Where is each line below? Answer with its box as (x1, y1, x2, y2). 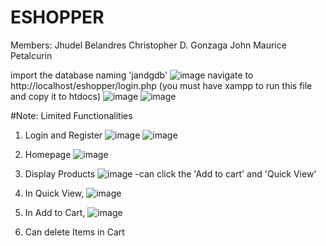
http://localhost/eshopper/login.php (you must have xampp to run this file (10, 79, 313, 91)
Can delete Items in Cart (24, 226, 125, 238)
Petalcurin (10, 49, 53, 61)
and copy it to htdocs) (10, 90, 102, 102)
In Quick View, (24, 187, 85, 199)
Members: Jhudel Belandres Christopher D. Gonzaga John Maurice (10, 39, 287, 51)
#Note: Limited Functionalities (10, 109, 133, 121)
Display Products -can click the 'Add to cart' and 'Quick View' (24, 167, 317, 180)
